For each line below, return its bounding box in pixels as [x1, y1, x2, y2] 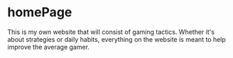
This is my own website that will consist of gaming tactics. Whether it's [7, 28, 215, 36]
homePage [7, 4, 72, 21]
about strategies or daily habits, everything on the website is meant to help [7, 35, 226, 43]
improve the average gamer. [7, 42, 90, 51]
